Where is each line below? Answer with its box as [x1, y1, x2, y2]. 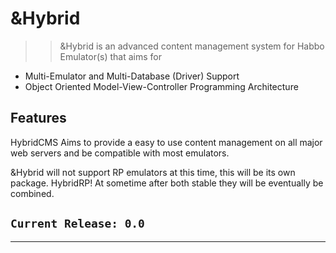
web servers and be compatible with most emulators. [10, 147, 230, 159]
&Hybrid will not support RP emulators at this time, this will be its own [10, 166, 296, 178]
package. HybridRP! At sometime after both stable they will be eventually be [10, 177, 324, 189]
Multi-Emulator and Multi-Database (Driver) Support [24, 70, 240, 82]
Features [10, 110, 67, 127]
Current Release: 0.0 [10, 217, 145, 231]
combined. [10, 187, 55, 199]
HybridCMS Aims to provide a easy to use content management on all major [10, 136, 323, 148]
